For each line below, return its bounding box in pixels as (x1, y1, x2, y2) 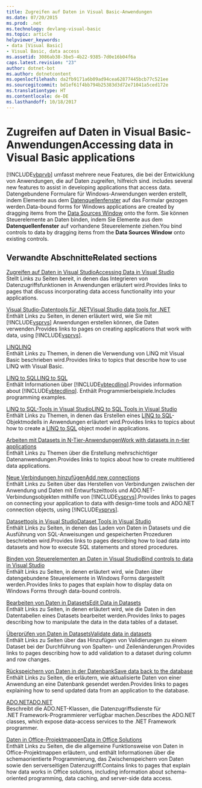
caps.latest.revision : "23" (6, 59, 77, 65)
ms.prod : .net (6, 20, 42, 26)
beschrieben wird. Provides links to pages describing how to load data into (6, 537, 191, 545)
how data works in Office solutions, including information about (6, 768, 164, 775)
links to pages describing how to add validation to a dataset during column (6, 649, 192, 657)
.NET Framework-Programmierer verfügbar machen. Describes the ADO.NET (6, 712, 196, 719)
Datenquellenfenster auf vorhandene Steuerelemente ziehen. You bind (6, 222, 182, 229)
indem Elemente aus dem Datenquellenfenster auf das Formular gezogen (6, 196, 188, 203)
